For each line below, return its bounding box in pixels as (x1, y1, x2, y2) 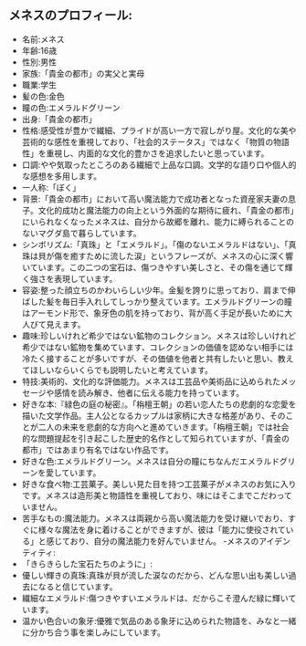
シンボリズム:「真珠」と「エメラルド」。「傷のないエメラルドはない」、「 (21, 239, 289, 250)
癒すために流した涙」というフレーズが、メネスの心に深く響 (69, 250, 294, 261)
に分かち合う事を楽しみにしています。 (21, 627, 165, 638)
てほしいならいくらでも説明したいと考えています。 (21, 364, 214, 375)
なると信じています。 (37, 581, 118, 592)
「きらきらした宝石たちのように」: (21, 558, 153, 569)
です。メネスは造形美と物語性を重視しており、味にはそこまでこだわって (21, 490, 293, 501)
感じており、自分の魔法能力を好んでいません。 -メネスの (46, 536, 259, 547)
